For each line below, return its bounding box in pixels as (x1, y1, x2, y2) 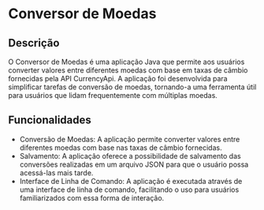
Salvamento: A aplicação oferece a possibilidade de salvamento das (19, 151, 242, 160)
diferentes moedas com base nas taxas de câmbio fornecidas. (19, 143, 222, 152)
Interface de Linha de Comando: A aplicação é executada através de (19, 176, 243, 186)
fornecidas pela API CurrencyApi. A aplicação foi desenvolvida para (8, 74, 228, 83)
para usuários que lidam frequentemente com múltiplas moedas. (8, 91, 218, 99)
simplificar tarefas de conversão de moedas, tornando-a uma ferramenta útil (8, 82, 257, 92)
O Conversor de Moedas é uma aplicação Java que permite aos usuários (8, 57, 245, 66)
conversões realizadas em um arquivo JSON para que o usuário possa (19, 159, 249, 169)
